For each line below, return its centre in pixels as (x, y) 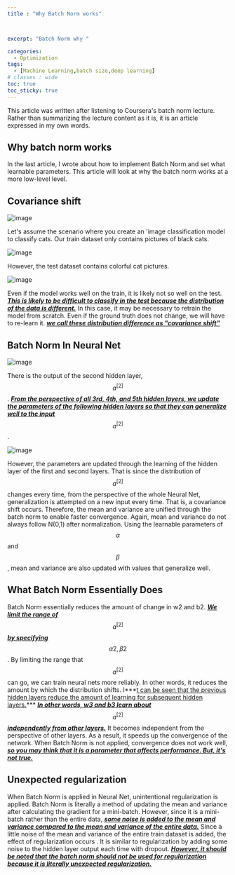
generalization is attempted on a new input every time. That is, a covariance (117, 502)
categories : (25, 51)
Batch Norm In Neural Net (64, 345)
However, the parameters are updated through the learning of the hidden (112, 464)
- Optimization (36, 58)
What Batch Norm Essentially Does (85, 590)
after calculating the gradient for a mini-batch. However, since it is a (105, 811)
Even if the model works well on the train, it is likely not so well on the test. (115, 293)
